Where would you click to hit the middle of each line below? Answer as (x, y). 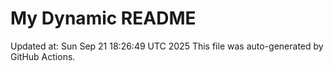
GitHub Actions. (43, 56)
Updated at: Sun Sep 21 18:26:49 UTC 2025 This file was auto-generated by (167, 46)
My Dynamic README (103, 18)
